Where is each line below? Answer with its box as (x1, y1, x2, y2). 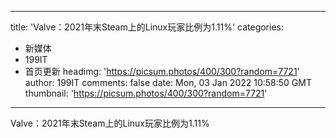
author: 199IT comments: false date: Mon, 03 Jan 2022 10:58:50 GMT (24, 77, 313, 88)
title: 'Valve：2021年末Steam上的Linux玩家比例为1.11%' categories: (10, 21, 285, 33)
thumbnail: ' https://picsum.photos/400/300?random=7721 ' (24, 87, 268, 99)
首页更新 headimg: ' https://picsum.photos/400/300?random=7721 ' (24, 66, 300, 77)
